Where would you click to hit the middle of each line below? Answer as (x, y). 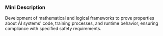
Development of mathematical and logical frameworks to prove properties (80, 18)
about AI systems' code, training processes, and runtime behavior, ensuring (82, 23)
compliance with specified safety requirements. (53, 29)
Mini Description (25, 7)
